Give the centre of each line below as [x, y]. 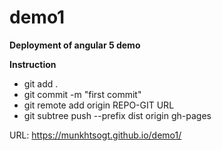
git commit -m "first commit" [82, 94]
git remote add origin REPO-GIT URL [99, 105]
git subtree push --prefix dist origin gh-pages [117, 115]
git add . [41, 83]
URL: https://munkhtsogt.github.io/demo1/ [95, 135]
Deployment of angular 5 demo [75, 45]
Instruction [33, 64]
